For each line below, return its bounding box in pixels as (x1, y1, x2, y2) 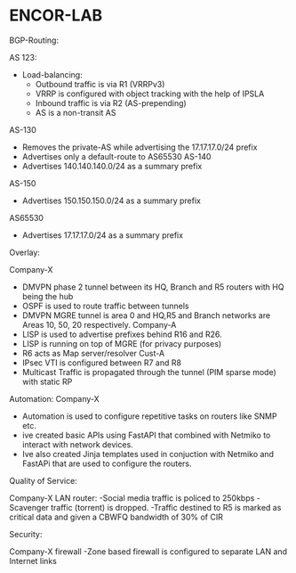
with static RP (21, 376, 73, 387)
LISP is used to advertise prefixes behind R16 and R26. (21, 329, 222, 340)
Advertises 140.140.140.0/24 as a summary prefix (21, 160, 203, 171)
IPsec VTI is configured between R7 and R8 (21, 357, 182, 368)
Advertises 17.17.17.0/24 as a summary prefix (21, 229, 184, 241)
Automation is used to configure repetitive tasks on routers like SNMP (21, 411, 277, 422)
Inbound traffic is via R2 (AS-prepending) (35, 97, 187, 108)
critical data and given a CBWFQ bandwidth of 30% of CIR (9, 512, 224, 522)
